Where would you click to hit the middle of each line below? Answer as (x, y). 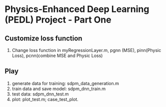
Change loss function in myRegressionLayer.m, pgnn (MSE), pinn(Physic (86, 50)
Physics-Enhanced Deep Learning (77, 9)
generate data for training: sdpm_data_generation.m (65, 83)
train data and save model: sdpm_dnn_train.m (59, 88)
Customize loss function (43, 38)
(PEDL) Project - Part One (58, 20)
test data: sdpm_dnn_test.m (40, 94)
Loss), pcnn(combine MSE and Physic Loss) (57, 55)
